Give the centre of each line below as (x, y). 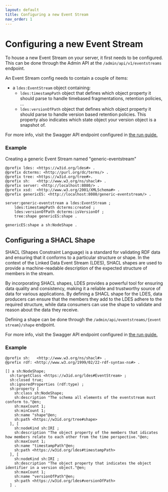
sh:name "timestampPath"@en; (45, 446)
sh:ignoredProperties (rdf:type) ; (47, 384)
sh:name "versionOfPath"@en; (45, 476)
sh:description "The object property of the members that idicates (86, 432)
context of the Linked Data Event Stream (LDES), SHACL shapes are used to (83, 263)
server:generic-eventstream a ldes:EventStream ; (58, 203)
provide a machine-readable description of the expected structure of (76, 268)
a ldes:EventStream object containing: (52, 88)
